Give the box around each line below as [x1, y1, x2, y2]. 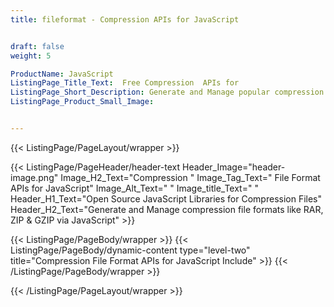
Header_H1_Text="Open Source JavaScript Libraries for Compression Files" [10, 192, 323, 205]
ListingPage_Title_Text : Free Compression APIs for [10, 78, 240, 88]
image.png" [10, 171, 59, 183]
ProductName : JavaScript [10, 69, 114, 79]
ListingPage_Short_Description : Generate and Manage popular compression [10, 87, 325, 98]
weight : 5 [10, 51, 52, 61]
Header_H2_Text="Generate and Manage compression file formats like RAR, [10, 203, 324, 215]
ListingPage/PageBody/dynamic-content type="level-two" [10, 244, 251, 256]
